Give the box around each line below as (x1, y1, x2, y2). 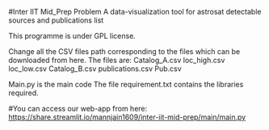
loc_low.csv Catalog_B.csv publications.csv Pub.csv (8, 64, 182, 73)
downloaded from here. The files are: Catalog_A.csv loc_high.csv (8, 56, 225, 65)
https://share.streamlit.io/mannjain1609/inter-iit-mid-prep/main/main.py (8, 112, 246, 122)
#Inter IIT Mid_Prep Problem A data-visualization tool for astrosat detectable (8, 7, 262, 16)
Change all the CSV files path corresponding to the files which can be (8, 47, 241, 56)
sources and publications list (8, 15, 104, 25)
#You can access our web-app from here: (8, 104, 148, 113)
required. (8, 88, 39, 98)
